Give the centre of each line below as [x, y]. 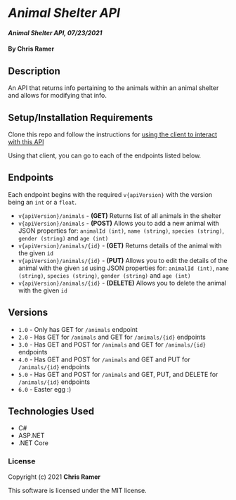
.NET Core [33, 443]
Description [34, 71]
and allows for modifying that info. [58, 96]
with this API [26, 142]
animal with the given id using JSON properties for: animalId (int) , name [123, 268]
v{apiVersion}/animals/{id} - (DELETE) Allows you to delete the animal [122, 283]
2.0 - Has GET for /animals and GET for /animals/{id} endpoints [112, 337]
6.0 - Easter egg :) [45, 389]
